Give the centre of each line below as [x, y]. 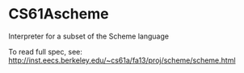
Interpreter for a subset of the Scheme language [89, 36]
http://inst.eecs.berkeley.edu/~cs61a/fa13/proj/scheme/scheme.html [122, 60]
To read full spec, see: [46, 51]
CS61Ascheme [59, 14]
